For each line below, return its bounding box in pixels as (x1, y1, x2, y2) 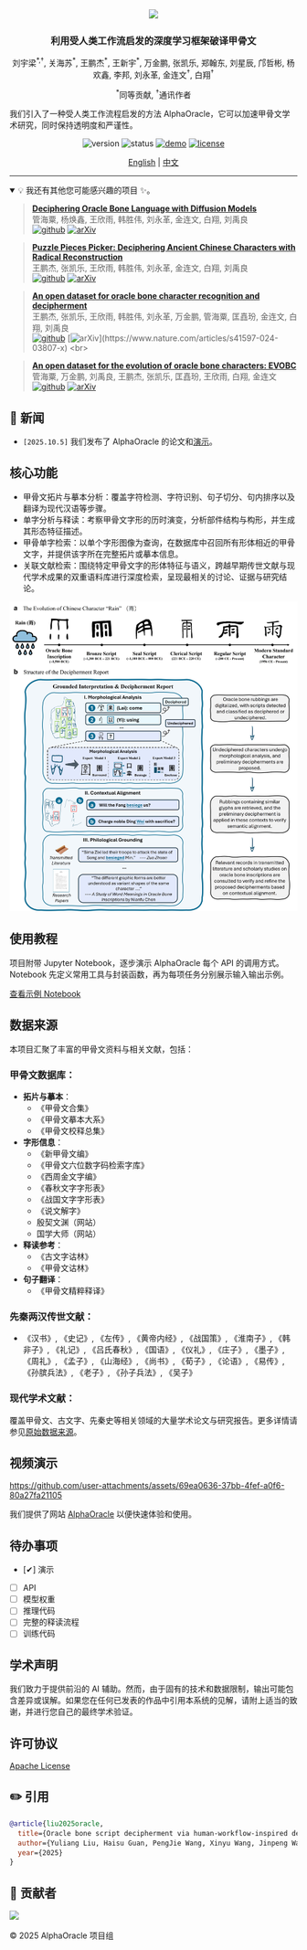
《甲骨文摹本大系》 (36, 1114, 110, 1125)
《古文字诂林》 (36, 1251, 93, 1262)
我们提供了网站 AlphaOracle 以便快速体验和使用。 (9, 1509, 197, 1520)
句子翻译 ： (22, 1274, 64, 1285)
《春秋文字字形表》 (36, 1182, 110, 1193)
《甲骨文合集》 (36, 1102, 93, 1113)
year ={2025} (17, 1848, 64, 1858)
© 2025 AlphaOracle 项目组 (9, 1930, 114, 1941)
